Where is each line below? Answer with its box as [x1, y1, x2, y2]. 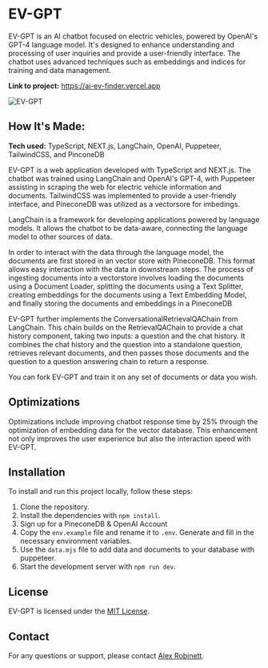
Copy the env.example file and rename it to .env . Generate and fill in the [19, 528, 254, 537]
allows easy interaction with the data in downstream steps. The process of [8, 264, 254, 273]
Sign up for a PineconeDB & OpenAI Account [19, 519, 168, 529]
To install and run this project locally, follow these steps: [8, 487, 194, 496]
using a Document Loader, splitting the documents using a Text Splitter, [8, 281, 244, 291]
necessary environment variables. [19, 536, 132, 546]
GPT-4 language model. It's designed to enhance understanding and [8, 39, 234, 49]
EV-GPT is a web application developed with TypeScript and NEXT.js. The [8, 165, 251, 175]
